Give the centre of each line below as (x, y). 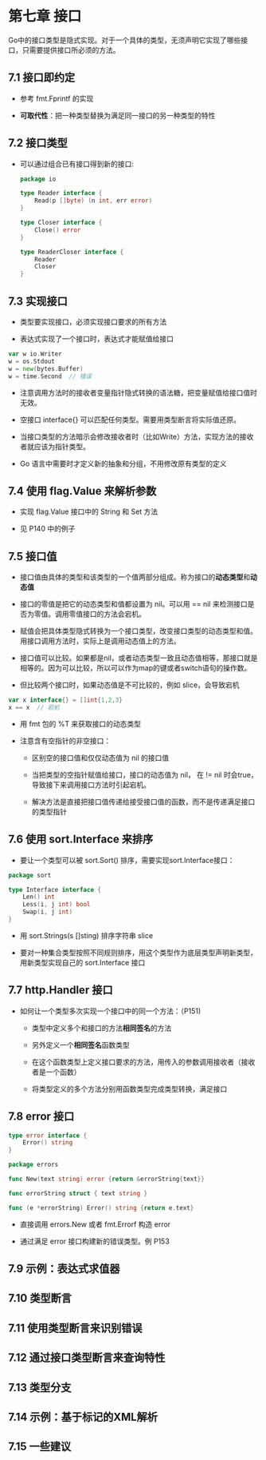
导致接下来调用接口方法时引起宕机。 (91, 785)
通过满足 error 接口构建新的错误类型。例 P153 (94, 1241)
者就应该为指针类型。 (55, 446)
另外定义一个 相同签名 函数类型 (80, 1044)
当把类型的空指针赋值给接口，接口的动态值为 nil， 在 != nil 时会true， (145, 774)
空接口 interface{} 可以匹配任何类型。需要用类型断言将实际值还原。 (130, 420)
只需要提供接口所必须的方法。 (71, 50)
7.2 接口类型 (38, 143)
